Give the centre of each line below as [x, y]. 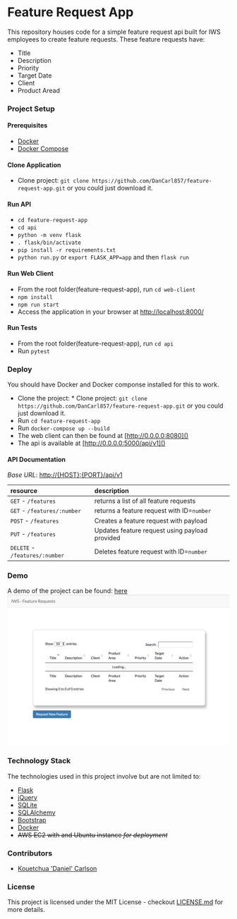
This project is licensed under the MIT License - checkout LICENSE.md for [115, 902]
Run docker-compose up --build [64, 428]
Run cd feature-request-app [59, 421]
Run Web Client [31, 274]
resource [24, 490]
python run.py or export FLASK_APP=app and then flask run [103, 257]
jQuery [27, 797]
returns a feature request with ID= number [153, 511]
